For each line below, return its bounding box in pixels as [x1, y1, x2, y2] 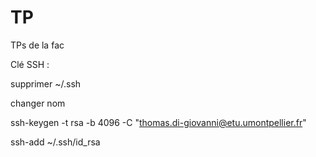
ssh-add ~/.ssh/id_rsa [10, 136, 101, 148]
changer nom [10, 97, 66, 109]
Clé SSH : [10, 58, 50, 70]
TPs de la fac [10, 39, 65, 51]
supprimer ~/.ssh [10, 77, 82, 90]
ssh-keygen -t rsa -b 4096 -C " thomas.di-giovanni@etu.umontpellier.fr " [10, 116, 307, 128]
